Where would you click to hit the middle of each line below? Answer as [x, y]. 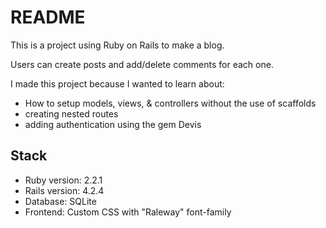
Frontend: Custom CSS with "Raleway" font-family [128, 212]
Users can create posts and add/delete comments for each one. [142, 64]
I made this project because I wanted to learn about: [117, 83]
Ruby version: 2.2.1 [63, 180]
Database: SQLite [60, 201]
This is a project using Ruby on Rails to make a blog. [117, 45]
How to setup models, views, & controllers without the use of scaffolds [170, 103]
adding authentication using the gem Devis [113, 124]
